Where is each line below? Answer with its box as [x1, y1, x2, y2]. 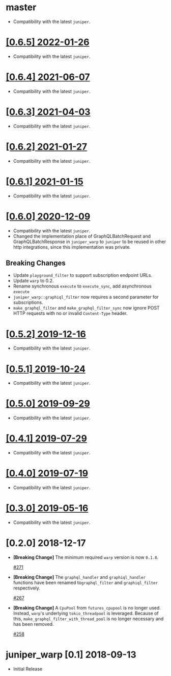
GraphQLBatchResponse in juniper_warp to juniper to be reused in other [13, 238, 166, 245]
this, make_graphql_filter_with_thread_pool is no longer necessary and [13, 616, 164, 622]
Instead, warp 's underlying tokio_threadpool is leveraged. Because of [13, 610, 159, 616]
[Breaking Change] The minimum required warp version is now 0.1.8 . [13, 554, 159, 560]
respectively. [13, 585, 40, 591]
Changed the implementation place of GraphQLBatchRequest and [13, 233, 151, 239]
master [6, 2, 37, 13]
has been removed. [13, 621, 54, 627]
